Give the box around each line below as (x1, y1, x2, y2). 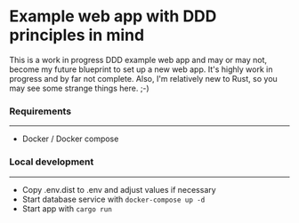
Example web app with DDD (9, 6, 217, 27)
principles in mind (9, 25, 145, 45)
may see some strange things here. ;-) (9, 83, 149, 93)
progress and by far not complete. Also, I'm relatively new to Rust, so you (9, 73, 278, 84)
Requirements (9, 105, 72, 117)
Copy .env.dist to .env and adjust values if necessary (21, 184, 216, 195)
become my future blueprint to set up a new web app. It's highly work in (9, 64, 273, 75)
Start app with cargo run (21, 203, 113, 214)
